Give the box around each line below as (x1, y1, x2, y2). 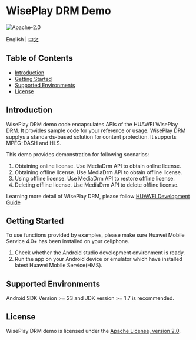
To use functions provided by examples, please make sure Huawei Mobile (6, 231, 185, 238)
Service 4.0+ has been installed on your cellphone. (6, 238, 129, 245)
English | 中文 (6, 35, 39, 42)
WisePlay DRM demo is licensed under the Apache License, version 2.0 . (6, 328, 181, 334)
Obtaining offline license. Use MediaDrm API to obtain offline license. (14, 168, 182, 175)
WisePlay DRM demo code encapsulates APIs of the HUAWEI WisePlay (6, 120, 178, 127)
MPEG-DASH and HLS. (6, 139, 62, 146)
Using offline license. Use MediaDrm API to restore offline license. (14, 175, 175, 182)
